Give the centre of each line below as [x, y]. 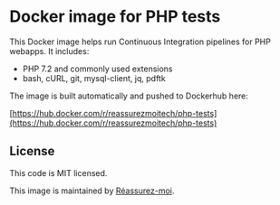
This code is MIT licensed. [58, 172]
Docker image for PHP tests [115, 17]
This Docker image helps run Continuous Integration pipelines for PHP [140, 42]
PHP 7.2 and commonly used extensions [98, 69]
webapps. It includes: [49, 51]
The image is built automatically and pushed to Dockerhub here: [129, 96]
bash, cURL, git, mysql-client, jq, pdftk [94, 78]
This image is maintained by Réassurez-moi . [92, 191]
